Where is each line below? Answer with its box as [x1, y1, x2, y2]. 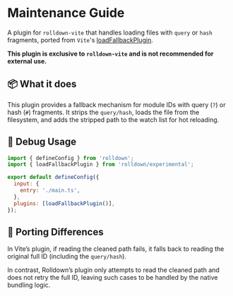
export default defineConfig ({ [7, 174, 100, 181]
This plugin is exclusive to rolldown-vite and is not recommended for [7, 49, 214, 58]
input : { [13, 180, 40, 187]
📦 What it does [7, 78, 77, 90]
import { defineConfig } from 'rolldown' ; [7, 154, 134, 161]
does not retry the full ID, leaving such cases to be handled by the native [7, 273, 218, 282]
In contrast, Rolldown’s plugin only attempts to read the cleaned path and [7, 266, 220, 274]
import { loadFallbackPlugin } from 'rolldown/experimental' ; [7, 161, 194, 168]
